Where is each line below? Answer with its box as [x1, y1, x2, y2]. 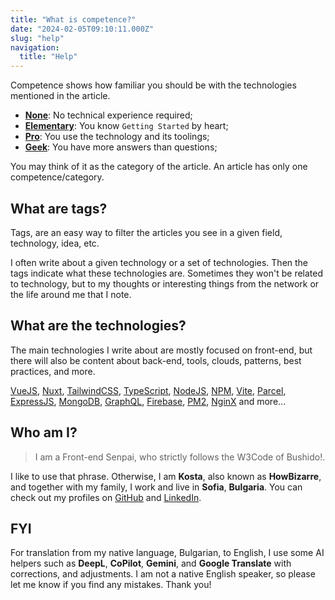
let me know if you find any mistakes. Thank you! [10, 579, 212, 591]
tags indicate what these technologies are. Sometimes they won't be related [10, 267, 324, 279]
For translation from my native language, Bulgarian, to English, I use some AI [10, 547, 325, 559]
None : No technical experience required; [24, 109, 193, 121]
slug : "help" [10, 33, 65, 43]
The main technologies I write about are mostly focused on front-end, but [10, 344, 313, 356]
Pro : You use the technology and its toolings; [24, 131, 210, 143]
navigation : [10, 42, 60, 53]
